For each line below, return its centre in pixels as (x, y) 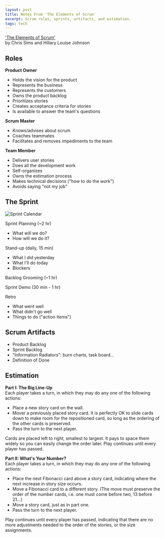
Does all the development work (44, 166)
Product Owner (21, 70)
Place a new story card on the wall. (48, 407)
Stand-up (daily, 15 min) (29, 248)
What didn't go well (32, 312)
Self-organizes (27, 171)
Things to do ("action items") (42, 316)
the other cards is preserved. (42, 423)
